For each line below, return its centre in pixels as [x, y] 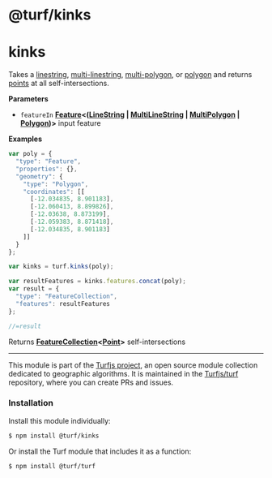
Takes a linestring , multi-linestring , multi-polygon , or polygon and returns [130, 75]
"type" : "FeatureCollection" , [66, 296]
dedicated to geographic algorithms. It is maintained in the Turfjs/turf [123, 373]
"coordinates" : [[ [54, 192]
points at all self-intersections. [59, 84]
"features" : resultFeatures [63, 304]
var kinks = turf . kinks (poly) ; [61, 267]
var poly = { [30, 154]
